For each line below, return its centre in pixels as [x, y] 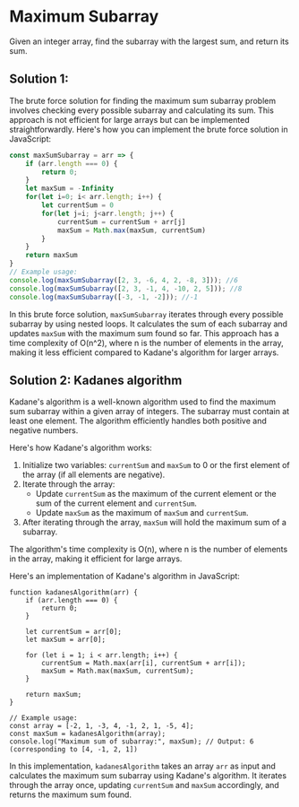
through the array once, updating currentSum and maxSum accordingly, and [144, 785]
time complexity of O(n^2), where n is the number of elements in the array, [146, 343]
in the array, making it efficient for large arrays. [96, 559]
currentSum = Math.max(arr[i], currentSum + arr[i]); [144, 664]
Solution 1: [39, 79]
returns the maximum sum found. [71, 794]
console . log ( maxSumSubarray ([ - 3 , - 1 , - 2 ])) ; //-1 [104, 297]
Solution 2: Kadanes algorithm [96, 380]
